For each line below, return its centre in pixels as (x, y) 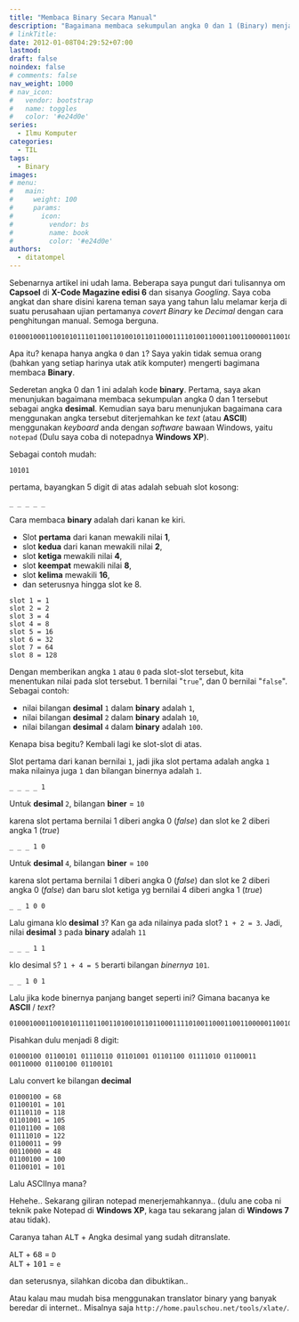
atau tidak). (30, 1220)
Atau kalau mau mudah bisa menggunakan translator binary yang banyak (143, 1298)
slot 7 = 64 (31, 647)
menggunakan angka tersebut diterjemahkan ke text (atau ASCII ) (128, 418)
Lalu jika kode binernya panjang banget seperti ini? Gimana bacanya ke (140, 998)
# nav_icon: (31, 92)
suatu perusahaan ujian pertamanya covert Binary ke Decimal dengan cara (146, 311)
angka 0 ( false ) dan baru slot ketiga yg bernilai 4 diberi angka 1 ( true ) (136, 890)
